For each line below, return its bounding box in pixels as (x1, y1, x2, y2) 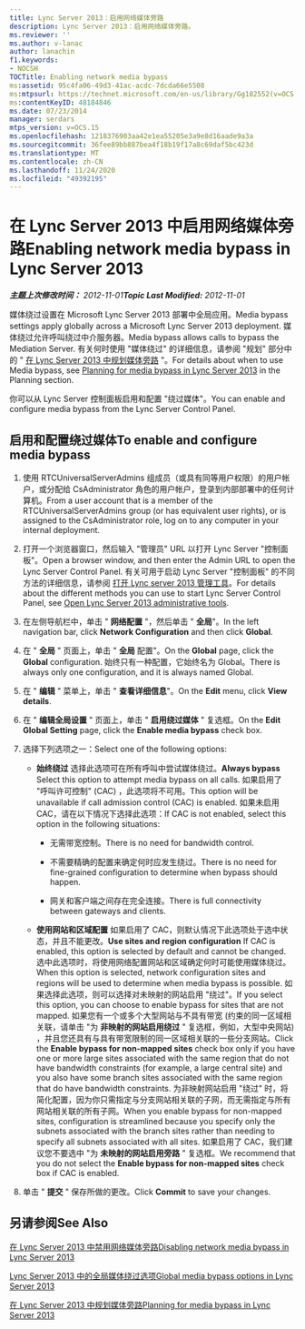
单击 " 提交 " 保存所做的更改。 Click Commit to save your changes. (22, 1186, 271, 1197)
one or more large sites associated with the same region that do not (35, 1052, 290, 1063)
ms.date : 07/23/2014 (9, 106, 88, 116)
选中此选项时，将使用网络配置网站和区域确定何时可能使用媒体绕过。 (35, 957, 291, 967)
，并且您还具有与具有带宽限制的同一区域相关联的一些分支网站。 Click (35, 1033, 294, 1043)
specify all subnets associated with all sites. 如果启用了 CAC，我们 (35, 1136, 285, 1147)
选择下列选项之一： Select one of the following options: (22, 743, 228, 754)
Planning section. (9, 375, 74, 386)
